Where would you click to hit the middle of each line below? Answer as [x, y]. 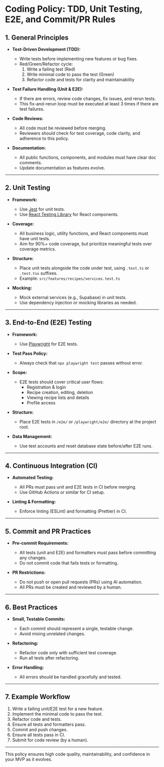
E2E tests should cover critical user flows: [61, 382]
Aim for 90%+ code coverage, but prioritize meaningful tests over [86, 244]
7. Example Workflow [38, 697]
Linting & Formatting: [34, 502]
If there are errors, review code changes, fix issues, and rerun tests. [88, 99]
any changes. [33, 558]
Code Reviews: [28, 118]
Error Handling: [28, 668]
